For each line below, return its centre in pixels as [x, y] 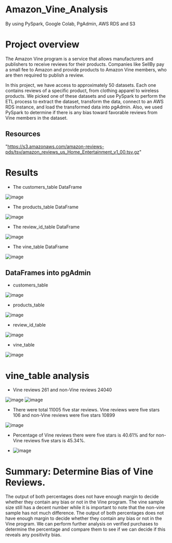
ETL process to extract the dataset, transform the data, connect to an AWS [84, 101]
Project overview [42, 44]
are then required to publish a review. [45, 75]
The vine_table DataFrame [40, 247]
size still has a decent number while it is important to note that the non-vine [85, 508]
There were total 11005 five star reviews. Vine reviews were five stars [86, 410]
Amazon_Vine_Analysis [57, 10]
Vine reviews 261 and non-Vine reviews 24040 [62, 390]
